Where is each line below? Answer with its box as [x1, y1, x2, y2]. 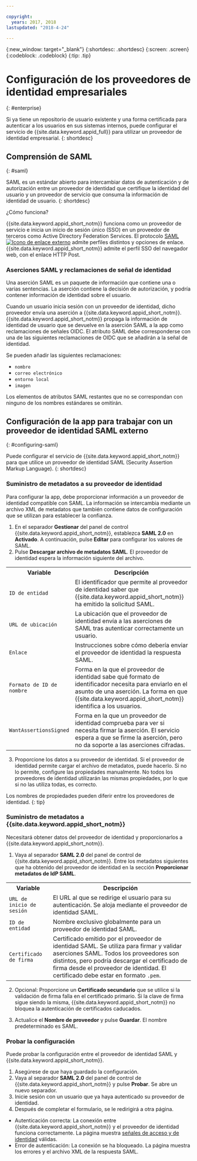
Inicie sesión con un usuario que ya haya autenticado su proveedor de [14, 1093, 185, 1101]
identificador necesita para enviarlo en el [74, 680, 188, 688]
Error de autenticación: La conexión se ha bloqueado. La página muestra [14, 1142, 191, 1149]
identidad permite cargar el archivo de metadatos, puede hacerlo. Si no [14, 762, 187, 769]
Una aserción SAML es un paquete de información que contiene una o [6, 279, 176, 286]
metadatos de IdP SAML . [14, 870, 76, 877]
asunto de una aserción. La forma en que [74, 687, 188, 696]
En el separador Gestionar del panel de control [14, 523, 129, 530]
